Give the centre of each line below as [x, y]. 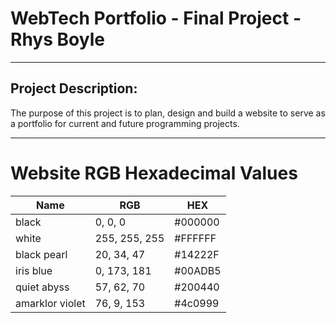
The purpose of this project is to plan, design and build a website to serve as [168, 113]
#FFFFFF [195, 238]
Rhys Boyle [57, 39]
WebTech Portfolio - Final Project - [156, 18]
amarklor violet [50, 303]
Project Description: [74, 88]
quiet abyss [42, 287]
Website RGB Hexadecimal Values [154, 173]
